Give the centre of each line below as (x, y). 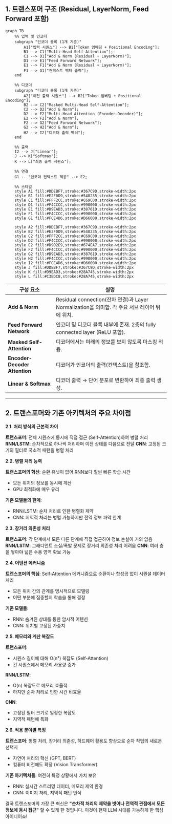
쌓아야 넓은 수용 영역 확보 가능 (40, 552)
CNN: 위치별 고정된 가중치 (39, 625)
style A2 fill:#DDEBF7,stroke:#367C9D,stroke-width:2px (76, 227)
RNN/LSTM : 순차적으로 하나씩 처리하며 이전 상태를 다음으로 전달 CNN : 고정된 (83, 443)
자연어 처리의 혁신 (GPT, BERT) (44, 758)
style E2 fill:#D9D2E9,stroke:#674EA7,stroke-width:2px (76, 245)
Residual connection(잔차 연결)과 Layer (102, 300)
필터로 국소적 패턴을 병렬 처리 (44, 450)
